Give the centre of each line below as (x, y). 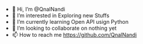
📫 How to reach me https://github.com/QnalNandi (74, 35)
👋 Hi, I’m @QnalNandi (38, 9)
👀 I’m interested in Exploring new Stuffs (61, 15)
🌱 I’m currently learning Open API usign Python (70, 22)
